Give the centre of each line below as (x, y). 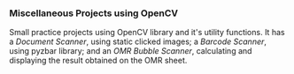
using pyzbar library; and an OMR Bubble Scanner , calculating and (131, 51)
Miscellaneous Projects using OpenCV (94, 13)
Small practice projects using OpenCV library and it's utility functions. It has (147, 33)
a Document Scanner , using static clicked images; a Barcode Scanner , (138, 41)
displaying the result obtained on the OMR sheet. (98, 61)
